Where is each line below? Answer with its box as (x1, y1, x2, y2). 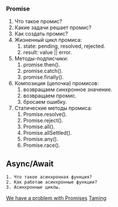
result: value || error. (23, 49, 72, 56)
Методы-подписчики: (14, 55, 69, 62)
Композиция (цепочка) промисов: (14, 80, 99, 87)
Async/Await (6, 159, 54, 169)
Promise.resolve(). (23, 111, 67, 118)
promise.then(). (23, 61, 60, 68)
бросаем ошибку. (23, 99, 67, 106)
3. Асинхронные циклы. (6, 184, 61, 191)
